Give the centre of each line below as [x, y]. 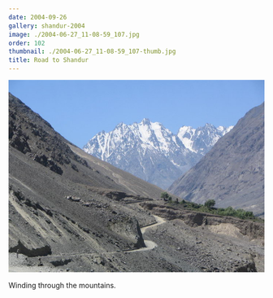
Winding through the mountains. [62, 285]
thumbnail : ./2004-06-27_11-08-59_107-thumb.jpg [92, 52]
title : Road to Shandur [49, 60]
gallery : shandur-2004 [47, 26]
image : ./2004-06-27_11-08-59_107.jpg [74, 34]
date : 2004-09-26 [38, 17]
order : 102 [27, 43]
